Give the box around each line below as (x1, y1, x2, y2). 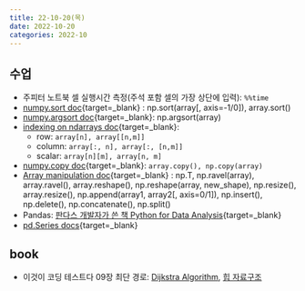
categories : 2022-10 (9, 30, 88, 39)
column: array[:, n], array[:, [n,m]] (36, 141, 184, 152)
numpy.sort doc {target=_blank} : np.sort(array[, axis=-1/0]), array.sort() (22, 102, 291, 114)
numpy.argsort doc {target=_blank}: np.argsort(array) (22, 112, 221, 123)
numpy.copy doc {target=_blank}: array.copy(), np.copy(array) (22, 160, 263, 171)
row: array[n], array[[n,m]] (36, 131, 146, 142)
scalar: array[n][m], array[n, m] (36, 151, 162, 162)
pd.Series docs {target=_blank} (22, 220, 138, 231)
